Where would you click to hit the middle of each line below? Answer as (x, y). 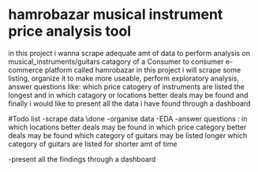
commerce (26, 69)
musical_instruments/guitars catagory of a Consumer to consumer (116, 62)
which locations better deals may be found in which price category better (127, 127)
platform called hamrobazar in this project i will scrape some (143, 69)
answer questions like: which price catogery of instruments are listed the (126, 86)
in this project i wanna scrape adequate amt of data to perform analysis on (129, 53)
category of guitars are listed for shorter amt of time (93, 144)
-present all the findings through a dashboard (82, 159)
